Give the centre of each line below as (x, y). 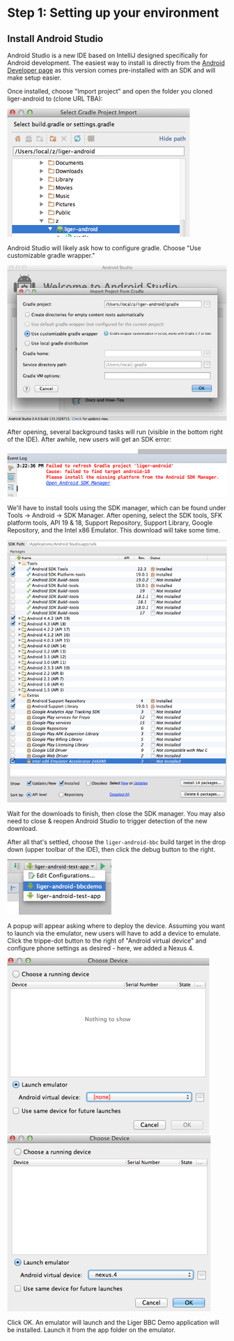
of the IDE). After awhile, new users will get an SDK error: (89, 439)
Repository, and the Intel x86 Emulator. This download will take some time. (114, 530)
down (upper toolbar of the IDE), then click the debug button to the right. (111, 850)
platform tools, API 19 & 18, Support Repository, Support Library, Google (110, 523)
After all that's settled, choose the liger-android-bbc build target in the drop (117, 842)
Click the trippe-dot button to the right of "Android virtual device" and (107, 941)
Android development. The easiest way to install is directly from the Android (116, 63)
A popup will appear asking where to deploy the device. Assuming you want (116, 926)
